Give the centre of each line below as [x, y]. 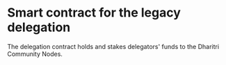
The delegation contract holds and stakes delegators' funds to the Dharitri [113, 46]
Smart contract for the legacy [94, 13]
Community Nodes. [35, 54]
